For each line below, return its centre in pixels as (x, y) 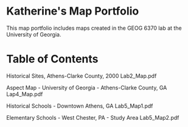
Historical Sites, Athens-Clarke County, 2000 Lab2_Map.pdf (82, 76)
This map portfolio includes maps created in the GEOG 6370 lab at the (94, 28)
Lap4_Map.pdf (25, 94)
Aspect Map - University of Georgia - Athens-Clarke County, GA (87, 88)
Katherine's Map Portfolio (73, 11)
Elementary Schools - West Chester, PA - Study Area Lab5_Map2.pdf (93, 117)
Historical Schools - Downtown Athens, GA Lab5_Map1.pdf (80, 106)
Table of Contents (52, 59)
